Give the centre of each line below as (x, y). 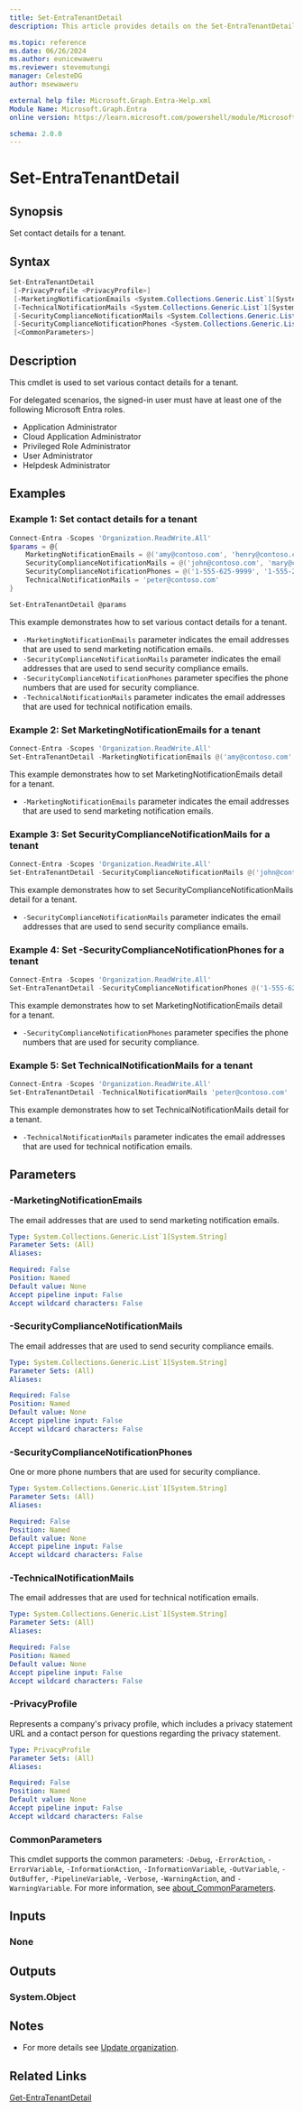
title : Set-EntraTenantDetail (66, 18)
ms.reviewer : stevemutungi (60, 68)
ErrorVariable (36, 1870)
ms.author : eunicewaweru (56, 60)
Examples (37, 494)
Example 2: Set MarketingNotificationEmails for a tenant (135, 730)
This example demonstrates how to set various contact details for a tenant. (148, 622)
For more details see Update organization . (100, 2048)
